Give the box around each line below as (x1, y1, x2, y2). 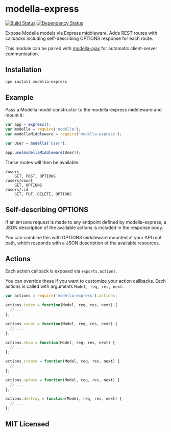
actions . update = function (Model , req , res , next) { (5, 377, 120, 382)
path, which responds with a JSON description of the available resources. (5, 240, 160, 246)
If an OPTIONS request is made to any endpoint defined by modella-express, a (5, 219, 167, 225)
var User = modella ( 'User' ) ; (5, 141, 67, 146)
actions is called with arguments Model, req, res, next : (5, 283, 124, 289)
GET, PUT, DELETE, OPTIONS (14, 191, 72, 197)
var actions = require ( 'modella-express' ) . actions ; (5, 293, 117, 299)
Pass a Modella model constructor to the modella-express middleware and (5, 107, 162, 113)
